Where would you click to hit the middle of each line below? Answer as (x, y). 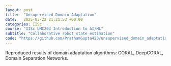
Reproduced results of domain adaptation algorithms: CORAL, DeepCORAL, (84, 53)
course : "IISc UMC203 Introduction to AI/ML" (54, 29)
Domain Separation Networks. (37, 58)
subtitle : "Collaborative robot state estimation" (60, 34)
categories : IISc (24, 24)
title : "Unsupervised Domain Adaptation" (51, 15)
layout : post (19, 10)
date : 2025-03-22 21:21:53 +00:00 (44, 19)
